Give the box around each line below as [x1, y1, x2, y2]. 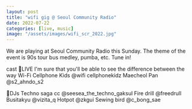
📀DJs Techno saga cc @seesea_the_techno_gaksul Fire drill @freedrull [6, 90, 182, 97]
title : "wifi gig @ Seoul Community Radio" [6, 14, 117, 20]
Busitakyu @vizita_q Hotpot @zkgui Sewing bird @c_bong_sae [6, 96, 161, 104]
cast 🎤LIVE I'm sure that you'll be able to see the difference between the [6, 65, 185, 72]
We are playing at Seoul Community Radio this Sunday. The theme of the [6, 47, 186, 54]
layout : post [6, 8, 39, 15]
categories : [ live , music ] [6, 25, 74, 32]
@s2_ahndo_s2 [6, 78, 44, 86]
